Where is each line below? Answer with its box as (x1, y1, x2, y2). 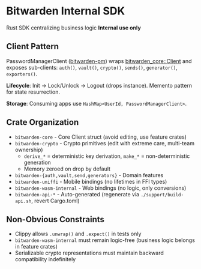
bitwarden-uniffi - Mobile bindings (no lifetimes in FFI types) (14, 178, 167, 185)
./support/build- (140, 192, 184, 198)
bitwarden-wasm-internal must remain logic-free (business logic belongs (14, 237, 195, 244)
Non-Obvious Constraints (6, 214, 105, 225)
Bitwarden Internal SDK (6, 4, 125, 18)
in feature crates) (14, 243, 58, 250)
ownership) (14, 146, 43, 153)
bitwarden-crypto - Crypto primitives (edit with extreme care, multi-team (14, 139, 195, 147)
